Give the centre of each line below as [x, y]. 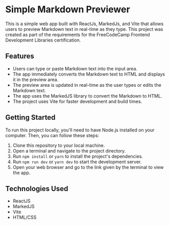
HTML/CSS [25, 217]
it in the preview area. [36, 79]
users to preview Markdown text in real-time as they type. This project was [84, 29]
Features [20, 56]
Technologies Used [37, 189]
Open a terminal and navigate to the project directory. [69, 151]
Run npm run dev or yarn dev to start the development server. [77, 162]
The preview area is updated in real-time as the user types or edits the [87, 85]
